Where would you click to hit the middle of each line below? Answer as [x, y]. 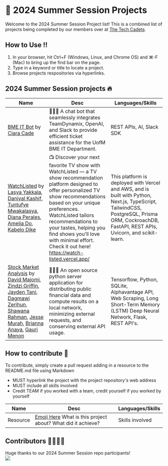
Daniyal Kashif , [25, 198]
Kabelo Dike [22, 230]
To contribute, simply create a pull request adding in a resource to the [77, 365]
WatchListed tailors [71, 215]
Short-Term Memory [135, 304]
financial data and [70, 295]
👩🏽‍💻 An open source [73, 270]
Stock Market [23, 267]
